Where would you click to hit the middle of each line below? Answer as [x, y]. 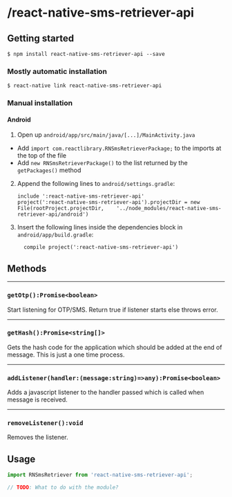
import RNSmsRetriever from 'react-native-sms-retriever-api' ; [100, 475]
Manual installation [40, 103]
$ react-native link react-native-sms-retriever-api [85, 86]
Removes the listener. [38, 438]
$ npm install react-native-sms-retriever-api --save [86, 54]
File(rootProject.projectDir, [61, 209]
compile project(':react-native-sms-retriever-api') [101, 247]
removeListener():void [45, 423]
